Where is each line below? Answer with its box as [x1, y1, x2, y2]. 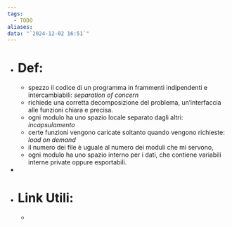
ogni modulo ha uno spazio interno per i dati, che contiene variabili [27, 150, 221, 159]
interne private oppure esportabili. [27, 158, 127, 167]
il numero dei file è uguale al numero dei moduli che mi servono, [27, 143, 214, 152]
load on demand [27, 136, 76, 144]
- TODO [13, 17, 33, 24]
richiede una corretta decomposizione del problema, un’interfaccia [27, 98, 221, 107]
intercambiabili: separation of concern [27, 91, 139, 99]
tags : [7, 10, 23, 18]
